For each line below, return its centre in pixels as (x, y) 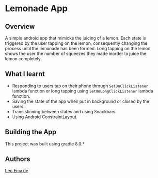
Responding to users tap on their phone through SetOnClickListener (80, 86)
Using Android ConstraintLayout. (45, 117)
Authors (18, 159)
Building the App (31, 132)
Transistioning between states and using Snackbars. (64, 111)
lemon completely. (24, 59)
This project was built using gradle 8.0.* (45, 143)
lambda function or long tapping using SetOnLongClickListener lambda (83, 91)
